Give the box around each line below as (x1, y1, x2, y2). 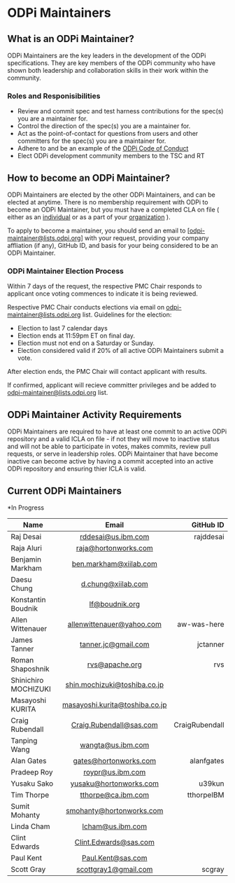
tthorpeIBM (187, 790, 225, 800)
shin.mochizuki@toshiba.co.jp (65, 680, 164, 690)
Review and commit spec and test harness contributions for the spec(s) (17, 107, 224, 116)
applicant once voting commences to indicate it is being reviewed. (7, 289, 198, 298)
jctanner (197, 639, 225, 649)
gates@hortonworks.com (73, 756, 156, 766)
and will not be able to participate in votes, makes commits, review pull (7, 443, 211, 451)
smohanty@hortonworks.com (66, 806, 164, 816)
